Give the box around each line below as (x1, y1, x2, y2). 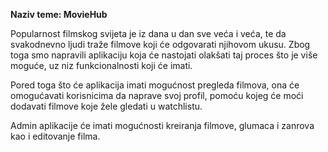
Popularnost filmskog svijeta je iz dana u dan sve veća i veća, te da (10, 28, 287, 39)
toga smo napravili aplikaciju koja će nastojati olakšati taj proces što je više (10, 49, 318, 61)
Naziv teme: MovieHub (10, 9, 108, 20)
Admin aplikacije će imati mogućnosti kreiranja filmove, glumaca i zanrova (10, 120, 315, 131)
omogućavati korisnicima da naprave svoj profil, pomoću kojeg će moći (10, 90, 304, 101)
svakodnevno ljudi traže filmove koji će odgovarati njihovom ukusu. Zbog (10, 39, 311, 50)
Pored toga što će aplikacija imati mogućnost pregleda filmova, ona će (10, 79, 300, 91)
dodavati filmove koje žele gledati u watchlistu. (10, 100, 203, 112)
